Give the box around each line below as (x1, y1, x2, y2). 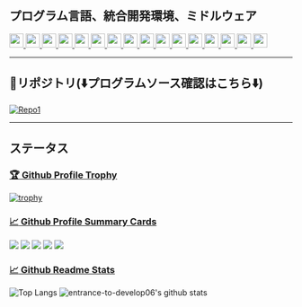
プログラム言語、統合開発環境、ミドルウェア (9, 8, 258, 24)
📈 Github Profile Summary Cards (9, 215, 157, 228)
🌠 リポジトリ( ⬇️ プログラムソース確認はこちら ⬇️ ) (9, 75, 263, 92)
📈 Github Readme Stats (9, 263, 115, 276)
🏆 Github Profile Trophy (9, 169, 118, 181)
